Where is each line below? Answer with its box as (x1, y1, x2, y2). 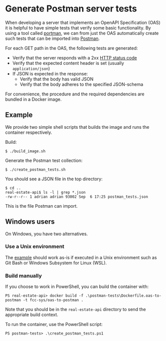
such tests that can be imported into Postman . (5, 35, 100, 41)
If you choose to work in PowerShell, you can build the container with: (5, 284, 149, 290)
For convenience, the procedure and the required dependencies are (5, 91, 145, 97)
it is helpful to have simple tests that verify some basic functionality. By (5, 24, 151, 30)
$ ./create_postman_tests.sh (5, 167, 66, 172)
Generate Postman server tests (5, 3, 137, 14)
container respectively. (5, 129, 52, 135)
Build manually (5, 272, 42, 279)
